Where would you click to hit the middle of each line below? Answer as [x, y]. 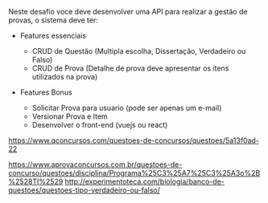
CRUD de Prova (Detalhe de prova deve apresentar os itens [130, 68]
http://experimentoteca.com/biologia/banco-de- [145, 181]
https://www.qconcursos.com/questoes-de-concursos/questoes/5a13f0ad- [134, 140]
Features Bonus [46, 92]
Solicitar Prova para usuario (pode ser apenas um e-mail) [127, 108]
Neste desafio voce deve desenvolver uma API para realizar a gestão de [128, 12]
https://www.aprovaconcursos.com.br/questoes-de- [95, 164]
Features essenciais [53, 36]
